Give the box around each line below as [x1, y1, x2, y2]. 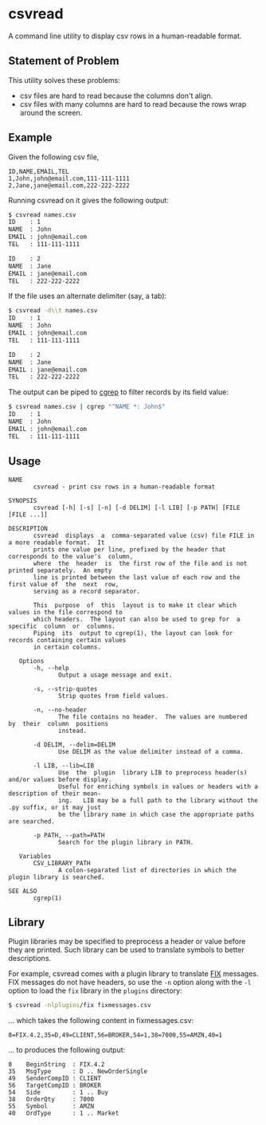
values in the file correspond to [8, 608, 123, 616]
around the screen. [19, 108, 83, 117]
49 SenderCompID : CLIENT [8, 1075, 102, 1083]
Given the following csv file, [8, 152, 100, 162]
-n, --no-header [33, 706, 88, 714]
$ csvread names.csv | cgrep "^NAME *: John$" [8, 403, 166, 411]
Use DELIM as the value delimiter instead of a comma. [58, 747, 244, 755]
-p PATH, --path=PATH [33, 831, 105, 839]
